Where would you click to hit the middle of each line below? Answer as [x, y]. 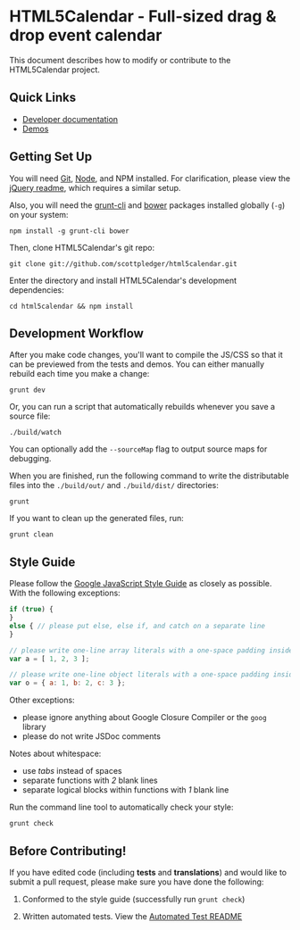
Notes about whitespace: [55, 754]
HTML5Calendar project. [55, 70]
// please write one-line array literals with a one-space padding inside [151, 650]
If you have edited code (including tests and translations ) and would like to [148, 872]
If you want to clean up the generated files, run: [97, 519]
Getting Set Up [50, 157]
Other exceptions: [42, 700]
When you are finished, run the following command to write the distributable [150, 476]
